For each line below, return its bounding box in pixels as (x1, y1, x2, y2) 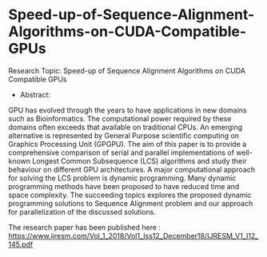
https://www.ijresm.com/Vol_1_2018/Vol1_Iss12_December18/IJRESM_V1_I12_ (8, 231, 259, 240)
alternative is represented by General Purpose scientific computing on (8, 130, 240, 140)
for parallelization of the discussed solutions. (8, 207, 157, 216)
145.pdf (8, 239, 34, 249)
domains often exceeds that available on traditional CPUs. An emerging (8, 122, 243, 132)
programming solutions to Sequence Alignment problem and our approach (8, 198, 253, 208)
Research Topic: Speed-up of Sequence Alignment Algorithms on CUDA (8, 65, 246, 75)
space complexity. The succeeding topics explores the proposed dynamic (8, 190, 252, 200)
